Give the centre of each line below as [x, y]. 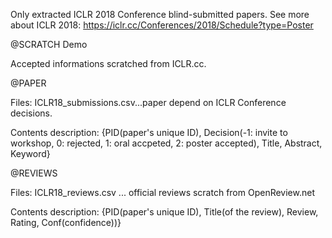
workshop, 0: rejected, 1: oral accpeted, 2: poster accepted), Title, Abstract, [166, 143]
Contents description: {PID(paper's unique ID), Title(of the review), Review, [164, 212]
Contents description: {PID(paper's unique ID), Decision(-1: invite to [149, 132]
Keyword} [30, 153]
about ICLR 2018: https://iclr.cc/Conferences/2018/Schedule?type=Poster [162, 25]
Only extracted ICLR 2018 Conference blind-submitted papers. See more [160, 14]
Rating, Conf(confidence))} [66, 222]
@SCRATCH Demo [49, 44]
